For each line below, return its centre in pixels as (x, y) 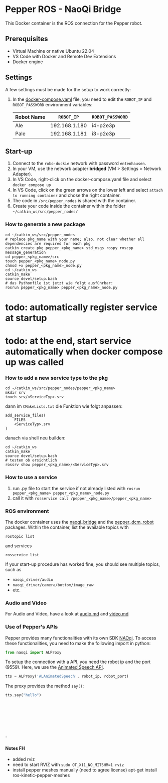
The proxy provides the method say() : (45, 686)
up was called (35, 362)
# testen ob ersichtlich (31, 460)
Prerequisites (27, 39)
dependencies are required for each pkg (48, 244)
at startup (26, 318)
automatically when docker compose (84, 352)
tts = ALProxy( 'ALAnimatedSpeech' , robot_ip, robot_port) (67, 676)
